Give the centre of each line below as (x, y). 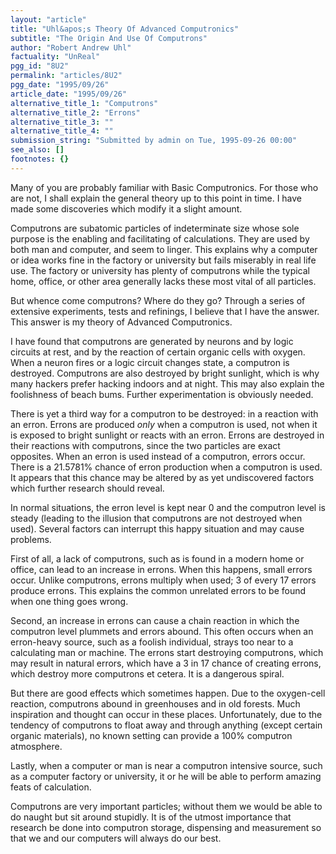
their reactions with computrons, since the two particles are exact (145, 445)
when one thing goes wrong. (69, 601)
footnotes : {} (40, 159)
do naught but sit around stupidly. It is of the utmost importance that (151, 817)
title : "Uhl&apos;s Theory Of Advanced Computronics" (125, 29)
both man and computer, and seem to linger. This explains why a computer (164, 249)
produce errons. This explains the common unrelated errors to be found (158, 590)
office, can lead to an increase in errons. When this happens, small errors (161, 569)
